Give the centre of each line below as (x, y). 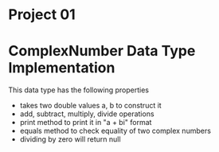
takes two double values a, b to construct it (90, 106)
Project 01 (42, 15)
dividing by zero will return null (70, 139)
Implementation (62, 68)
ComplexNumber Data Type (102, 51)
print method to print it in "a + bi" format (86, 123)
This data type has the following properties (79, 90)
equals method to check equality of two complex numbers (115, 131)
